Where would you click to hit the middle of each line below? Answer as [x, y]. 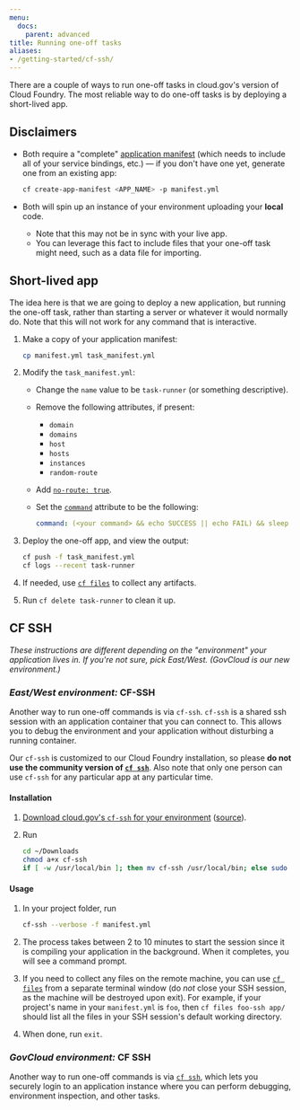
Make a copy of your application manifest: [100, 339]
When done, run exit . [62, 1035]
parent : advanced [58, 34]
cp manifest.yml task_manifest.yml [89, 356]
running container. [43, 741]
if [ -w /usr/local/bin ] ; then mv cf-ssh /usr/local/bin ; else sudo [155, 868]
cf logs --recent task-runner [79, 566]
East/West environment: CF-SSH [82, 692]
